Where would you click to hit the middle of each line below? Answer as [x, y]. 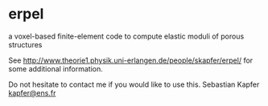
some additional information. [56, 68]
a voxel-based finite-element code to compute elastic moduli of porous [126, 36]
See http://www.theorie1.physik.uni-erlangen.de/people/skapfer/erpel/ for [131, 60]
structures [25, 44]
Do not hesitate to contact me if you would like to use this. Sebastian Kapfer [134, 84]
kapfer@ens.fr [32, 92]
